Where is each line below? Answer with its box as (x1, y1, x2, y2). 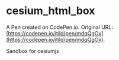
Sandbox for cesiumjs (6, 47, 59, 54)
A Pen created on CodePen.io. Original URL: (6, 24, 114, 31)
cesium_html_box (6, 4, 95, 18)
